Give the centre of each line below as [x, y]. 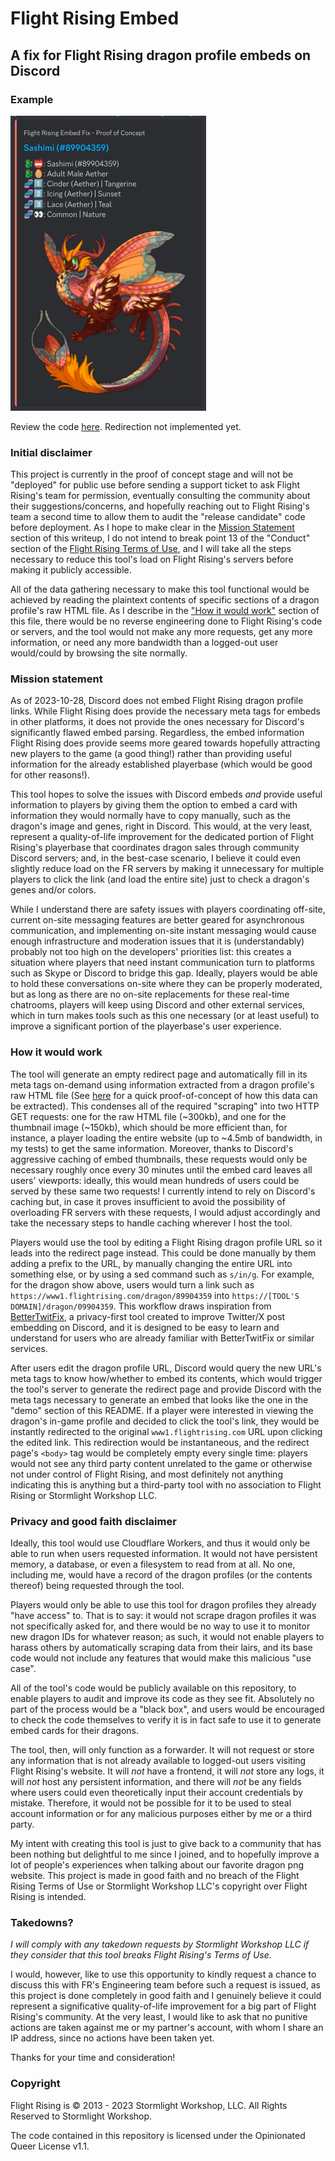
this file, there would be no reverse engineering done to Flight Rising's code [166, 621]
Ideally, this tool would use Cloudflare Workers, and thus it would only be [160, 1543]
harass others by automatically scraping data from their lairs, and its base [161, 1648]
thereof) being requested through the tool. [97, 1586]
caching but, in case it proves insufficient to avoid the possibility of [148, 1201]
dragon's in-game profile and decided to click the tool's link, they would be [165, 1421]
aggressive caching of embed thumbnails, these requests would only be [159, 1159]
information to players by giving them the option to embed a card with [154, 805]
